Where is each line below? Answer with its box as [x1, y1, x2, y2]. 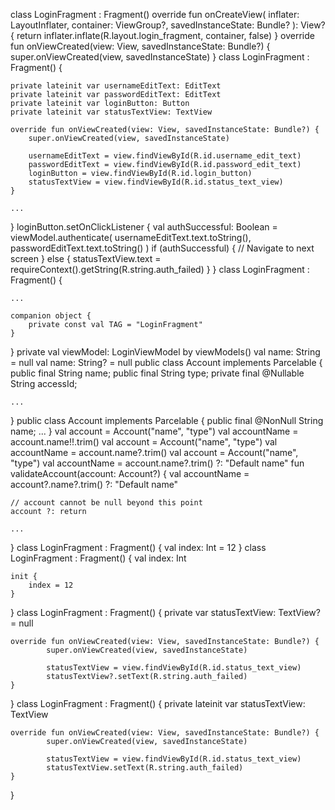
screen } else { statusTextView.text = [10, 253, 162, 264]
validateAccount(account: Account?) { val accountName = [10, 468, 250, 479]
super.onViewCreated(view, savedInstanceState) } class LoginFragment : [10, 51, 310, 63]
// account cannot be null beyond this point [10, 498, 203, 508]
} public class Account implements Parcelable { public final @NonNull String [10, 415, 324, 426]
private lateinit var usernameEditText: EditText [10, 81, 222, 91]
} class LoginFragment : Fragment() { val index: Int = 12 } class [10, 542, 267, 553]
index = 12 [28, 580, 74, 590]
